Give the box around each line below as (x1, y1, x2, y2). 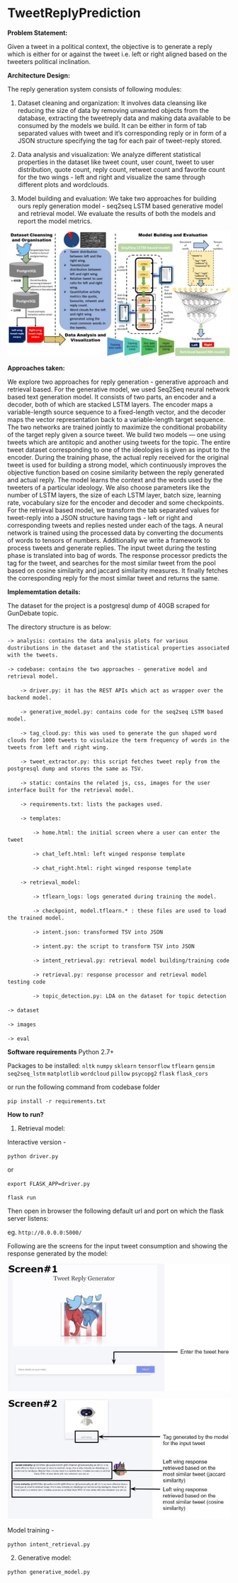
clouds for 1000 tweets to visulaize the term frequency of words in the (7, 737, 230, 744)
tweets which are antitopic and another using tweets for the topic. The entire (7, 438, 231, 447)
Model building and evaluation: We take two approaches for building (17, 194, 217, 202)
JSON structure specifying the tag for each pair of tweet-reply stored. (17, 136, 222, 145)
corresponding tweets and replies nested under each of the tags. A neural (7, 521, 223, 530)
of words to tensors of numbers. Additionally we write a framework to (7, 536, 210, 545)
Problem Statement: (7, 28, 68, 37)
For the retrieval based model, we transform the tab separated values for (7, 506, 220, 514)
